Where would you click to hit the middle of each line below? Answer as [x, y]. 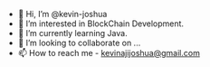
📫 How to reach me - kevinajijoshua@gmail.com [109, 53]
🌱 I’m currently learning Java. [73, 33]
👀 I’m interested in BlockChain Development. [100, 24]
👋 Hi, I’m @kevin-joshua [62, 14]
